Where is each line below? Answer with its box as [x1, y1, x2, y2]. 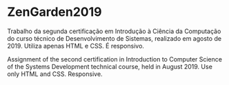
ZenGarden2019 [7, 4, 102, 20]
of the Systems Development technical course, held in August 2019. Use [7, 62, 212, 70]
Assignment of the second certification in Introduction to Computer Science [7, 55, 223, 63]
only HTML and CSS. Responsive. [7, 70, 103, 78]
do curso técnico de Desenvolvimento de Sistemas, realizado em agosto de [7, 34, 222, 42]
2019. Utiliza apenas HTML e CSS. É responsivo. [7, 41, 145, 50]
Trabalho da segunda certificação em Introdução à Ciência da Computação [7, 27, 221, 35]
